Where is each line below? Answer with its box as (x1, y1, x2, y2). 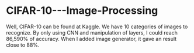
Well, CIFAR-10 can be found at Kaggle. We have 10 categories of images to (6, 23, 188, 30)
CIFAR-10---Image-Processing (6, 4, 158, 17)
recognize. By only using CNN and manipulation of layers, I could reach (6, 29, 178, 36)
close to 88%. (6, 41, 40, 48)
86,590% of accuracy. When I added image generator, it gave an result (6, 35, 177, 42)
